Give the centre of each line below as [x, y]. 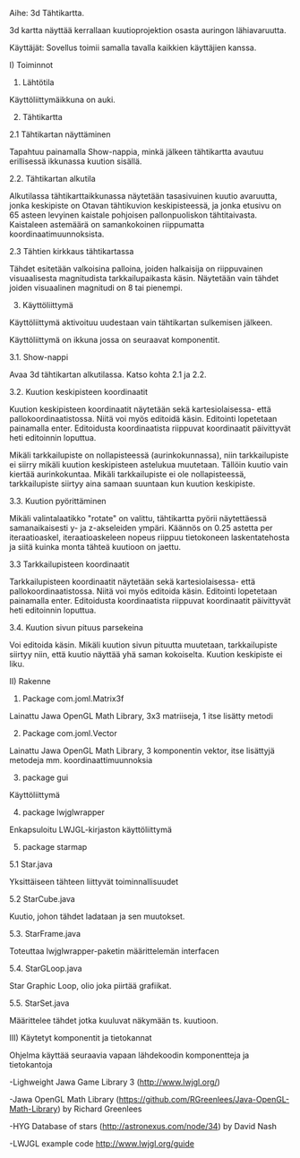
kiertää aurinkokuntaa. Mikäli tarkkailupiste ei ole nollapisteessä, [128, 474]
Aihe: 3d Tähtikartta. [47, 13]
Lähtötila [38, 82]
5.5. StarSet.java [39, 1003]
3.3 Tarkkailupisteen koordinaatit [69, 564]
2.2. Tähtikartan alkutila [52, 179]
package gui [45, 777]
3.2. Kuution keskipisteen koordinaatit [78, 392]
